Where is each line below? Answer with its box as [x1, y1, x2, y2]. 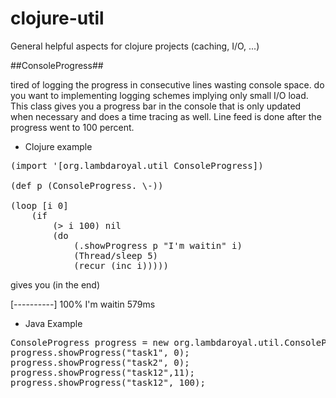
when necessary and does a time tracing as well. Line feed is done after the [10, 110, 322, 122]
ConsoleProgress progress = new [10, 337, 169, 348]
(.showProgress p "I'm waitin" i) [73, 240, 243, 251]
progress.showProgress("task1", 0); [10, 347, 190, 358]
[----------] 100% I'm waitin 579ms [10, 298, 156, 310]
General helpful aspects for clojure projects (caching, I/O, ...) [10, 40, 260, 52]
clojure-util [10, 7, 105, 30]
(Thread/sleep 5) [73, 250, 159, 261]
